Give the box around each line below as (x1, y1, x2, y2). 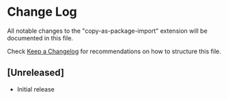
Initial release (16, 85, 55, 93)
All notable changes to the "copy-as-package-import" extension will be (7, 27, 208, 35)
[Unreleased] (7, 67, 65, 79)
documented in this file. (7, 33, 74, 42)
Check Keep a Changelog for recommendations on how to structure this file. (7, 47, 222, 55)
